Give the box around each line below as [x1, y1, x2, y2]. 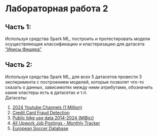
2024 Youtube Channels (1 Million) [12, 104, 82, 110]
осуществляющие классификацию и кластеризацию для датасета [5, 41, 145, 47]
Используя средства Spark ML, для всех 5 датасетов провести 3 [5, 74, 142, 80]
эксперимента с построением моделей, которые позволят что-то [5, 79, 144, 85]
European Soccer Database [12, 125, 69, 131]
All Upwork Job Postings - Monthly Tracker [12, 120, 100, 126]
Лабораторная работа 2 [5, 3, 109, 14]
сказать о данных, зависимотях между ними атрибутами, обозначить [5, 84, 153, 90]
